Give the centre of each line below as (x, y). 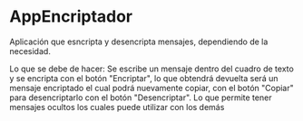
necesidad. (30, 51)
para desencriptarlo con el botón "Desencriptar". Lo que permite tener (141, 98)
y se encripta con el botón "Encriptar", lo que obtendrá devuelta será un (144, 78)
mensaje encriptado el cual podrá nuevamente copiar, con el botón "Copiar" (152, 88)
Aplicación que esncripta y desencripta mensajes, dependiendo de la (139, 42)
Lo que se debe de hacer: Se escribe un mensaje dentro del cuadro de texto (152, 69)
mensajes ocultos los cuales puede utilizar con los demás (117, 107)
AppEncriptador (71, 17)
